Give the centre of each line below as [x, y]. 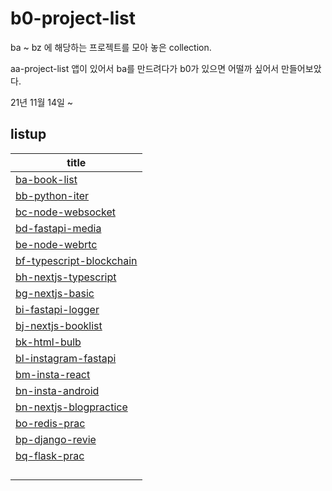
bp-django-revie [56, 439]
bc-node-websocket [65, 212]
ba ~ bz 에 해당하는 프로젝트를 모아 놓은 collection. [111, 47]
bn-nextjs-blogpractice [71, 407]
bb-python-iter [52, 195]
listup [28, 134]
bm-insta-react [53, 374]
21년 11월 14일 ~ [42, 102]
